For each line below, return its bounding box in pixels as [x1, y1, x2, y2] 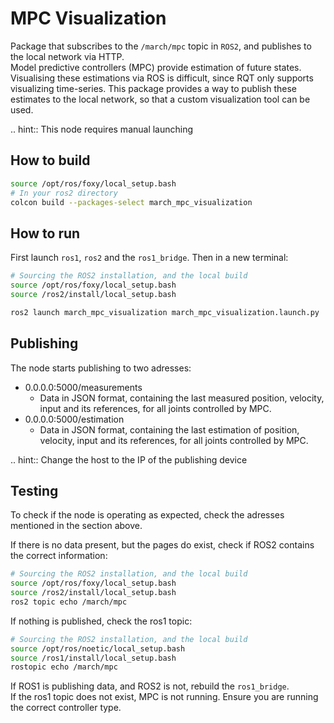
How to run [10, 225, 81, 242]
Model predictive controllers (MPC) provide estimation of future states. [10, 61, 302, 73]
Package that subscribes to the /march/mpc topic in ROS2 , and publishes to [10, 40, 312, 52]
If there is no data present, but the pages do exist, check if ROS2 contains [10, 539, 315, 551]
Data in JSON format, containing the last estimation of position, [39, 423, 300, 436]
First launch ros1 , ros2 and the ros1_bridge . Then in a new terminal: [10, 252, 289, 264]
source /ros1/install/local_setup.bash [10, 653, 177, 663]
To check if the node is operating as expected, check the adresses [10, 509, 285, 521]
